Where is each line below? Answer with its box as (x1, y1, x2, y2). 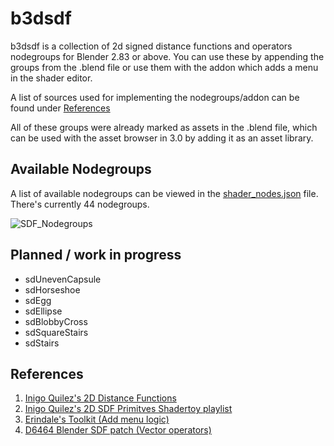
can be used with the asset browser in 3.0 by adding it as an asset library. (10, 132, 314, 144)
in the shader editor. (10, 72, 93, 84)
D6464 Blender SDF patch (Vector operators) (24, 424, 212, 436)
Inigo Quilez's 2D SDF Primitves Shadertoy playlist (24, 403, 233, 415)
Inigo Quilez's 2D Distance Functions (24, 392, 177, 404)
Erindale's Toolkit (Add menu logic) (24, 413, 170, 426)
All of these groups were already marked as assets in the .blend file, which (10, 121, 318, 133)
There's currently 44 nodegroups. (10, 198, 150, 210)
